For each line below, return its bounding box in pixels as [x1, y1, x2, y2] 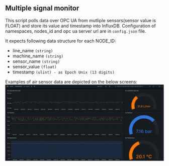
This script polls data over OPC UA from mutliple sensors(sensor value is [5, 17, 156, 23]
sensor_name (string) [12, 58, 60, 64]
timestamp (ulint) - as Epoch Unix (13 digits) [12, 69, 115, 75]
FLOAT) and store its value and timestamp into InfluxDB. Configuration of [5, 23, 156, 29]
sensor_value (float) [12, 63, 57, 69]
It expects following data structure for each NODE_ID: [5, 38, 116, 44]
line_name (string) [12, 47, 53, 53]
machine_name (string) [12, 53, 64, 59]
